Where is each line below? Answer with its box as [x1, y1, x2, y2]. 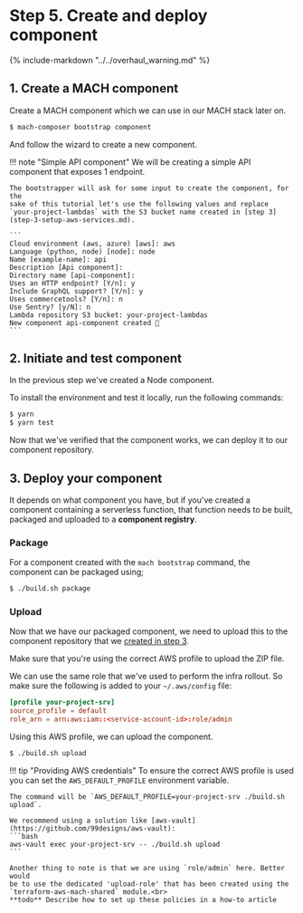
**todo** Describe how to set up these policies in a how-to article [9, 895, 278, 904]
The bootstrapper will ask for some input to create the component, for [9, 183, 289, 193]
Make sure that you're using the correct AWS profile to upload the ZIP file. [9, 653, 285, 664]
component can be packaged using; [9, 567, 145, 578]
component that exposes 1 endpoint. [9, 166, 146, 177]
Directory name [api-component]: [9, 271, 136, 280]
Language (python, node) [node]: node [9, 246, 156, 256]
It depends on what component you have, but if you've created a [9, 495, 251, 505]
